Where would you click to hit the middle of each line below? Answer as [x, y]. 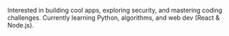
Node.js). [21, 25]
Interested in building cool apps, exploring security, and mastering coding [115, 10]
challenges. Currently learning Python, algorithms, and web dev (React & [113, 18]
